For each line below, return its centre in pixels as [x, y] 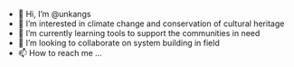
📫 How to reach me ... [60, 53]
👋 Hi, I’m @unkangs [54, 14]
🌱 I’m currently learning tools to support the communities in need [139, 33]
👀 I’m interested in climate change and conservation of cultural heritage [151, 24]
